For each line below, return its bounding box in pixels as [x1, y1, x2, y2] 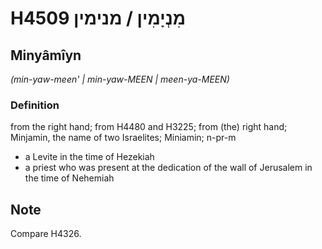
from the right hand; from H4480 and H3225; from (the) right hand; [10, 121, 288, 133]
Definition [10, 98, 60, 112]
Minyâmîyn [10, 47, 82, 64]
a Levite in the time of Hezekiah [24, 151, 155, 163]
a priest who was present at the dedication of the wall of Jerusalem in [24, 162, 313, 174]
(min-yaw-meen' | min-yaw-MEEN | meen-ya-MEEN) [10, 73, 230, 85]
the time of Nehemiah [24, 172, 115, 184]
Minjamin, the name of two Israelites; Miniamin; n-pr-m [10, 132, 237, 144]
